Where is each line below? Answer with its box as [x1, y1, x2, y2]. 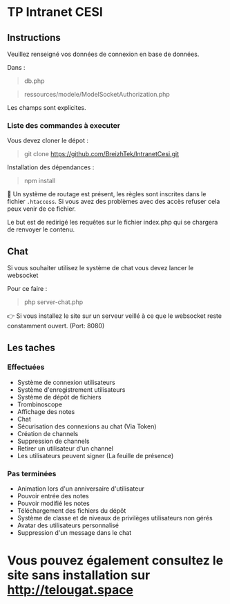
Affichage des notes [17, 407, 75, 415]
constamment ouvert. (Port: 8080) [7, 322, 105, 330]
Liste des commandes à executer [7, 120, 121, 130]
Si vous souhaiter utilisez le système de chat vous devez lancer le [7, 264, 194, 272]
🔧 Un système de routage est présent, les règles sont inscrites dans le [7, 190, 207, 198]
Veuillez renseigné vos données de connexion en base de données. [7, 50, 200, 58]
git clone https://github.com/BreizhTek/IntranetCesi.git [23, 150, 180, 158]
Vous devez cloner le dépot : [7, 136, 88, 145]
